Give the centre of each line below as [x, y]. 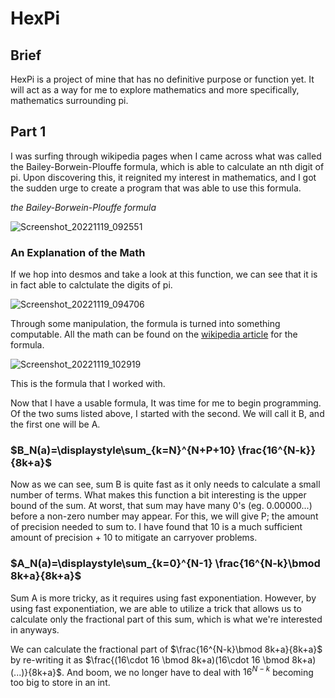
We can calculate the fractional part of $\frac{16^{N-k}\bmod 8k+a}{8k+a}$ [166, 649]
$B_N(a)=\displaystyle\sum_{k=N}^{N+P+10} [123, 450]
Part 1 [28, 132]
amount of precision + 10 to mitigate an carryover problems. [134, 538]
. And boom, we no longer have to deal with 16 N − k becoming [187, 671]
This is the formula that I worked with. [88, 384]
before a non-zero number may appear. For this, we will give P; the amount [164, 516]
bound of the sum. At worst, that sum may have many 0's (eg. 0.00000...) [161, 506]
